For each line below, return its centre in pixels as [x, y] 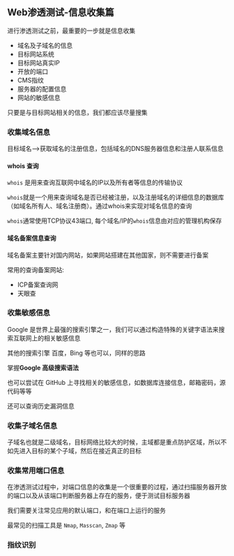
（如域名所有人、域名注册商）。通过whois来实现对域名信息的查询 [100, 206]
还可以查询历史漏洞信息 [41, 406]
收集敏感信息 [29, 313]
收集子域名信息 [32, 425]
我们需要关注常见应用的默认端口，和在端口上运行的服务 [86, 511]
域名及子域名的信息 [45, 45]
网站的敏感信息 [39, 97]
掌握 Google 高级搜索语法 [43, 367]
